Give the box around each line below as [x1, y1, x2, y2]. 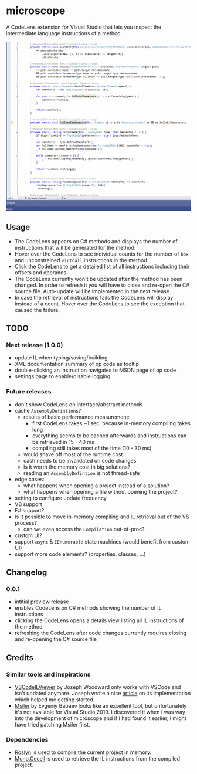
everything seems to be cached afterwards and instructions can [32, 432, 187, 439]
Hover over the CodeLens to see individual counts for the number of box [14, 250, 189, 257]
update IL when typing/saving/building [14, 354, 108, 361]
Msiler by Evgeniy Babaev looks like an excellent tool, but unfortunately [14, 702, 187, 709]
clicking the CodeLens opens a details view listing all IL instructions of [14, 617, 184, 624]
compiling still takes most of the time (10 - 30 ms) [32, 444, 152, 451]
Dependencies [6, 736, 49, 744]
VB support [14, 500, 42, 508]
